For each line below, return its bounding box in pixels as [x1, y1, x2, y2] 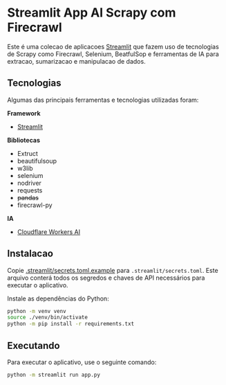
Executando [7, 339, 60, 351]
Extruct [17, 149, 38, 157]
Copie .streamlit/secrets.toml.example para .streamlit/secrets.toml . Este [7, 266, 219, 274]
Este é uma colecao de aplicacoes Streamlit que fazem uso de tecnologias [7, 42, 219, 51]
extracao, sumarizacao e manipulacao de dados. [7, 57, 147, 65]
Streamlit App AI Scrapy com [7, 5, 176, 21]
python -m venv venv [7, 307, 67, 314]
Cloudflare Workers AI [17, 227, 81, 236]
